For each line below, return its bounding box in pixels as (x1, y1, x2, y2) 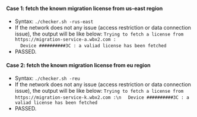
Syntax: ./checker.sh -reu (14, 74, 80, 82)
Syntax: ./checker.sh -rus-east (14, 18, 94, 25)
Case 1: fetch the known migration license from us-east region (6, 5, 163, 12)
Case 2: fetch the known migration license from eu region (6, 61, 151, 69)
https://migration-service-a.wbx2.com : (14, 37, 116, 43)
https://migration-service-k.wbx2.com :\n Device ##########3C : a (14, 95, 190, 100)
